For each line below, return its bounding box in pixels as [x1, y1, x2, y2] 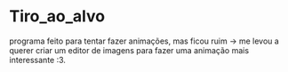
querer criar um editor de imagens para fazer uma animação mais [9, 44, 250, 55]
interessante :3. [9, 54, 67, 65]
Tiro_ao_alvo [9, 6, 105, 27]
